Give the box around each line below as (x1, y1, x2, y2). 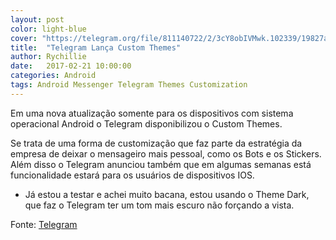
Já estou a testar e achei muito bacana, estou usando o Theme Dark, (24, 188, 310, 200)
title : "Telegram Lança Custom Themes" (10, 42, 182, 53)
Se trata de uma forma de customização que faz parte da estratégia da (10, 137, 303, 149)
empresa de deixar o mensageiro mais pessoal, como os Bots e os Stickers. (10, 147, 322, 160)
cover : (10, 33, 38, 43)
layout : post (10, 14, 65, 25)
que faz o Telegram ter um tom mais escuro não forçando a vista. (24, 199, 295, 211)
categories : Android (10, 71, 97, 81)
